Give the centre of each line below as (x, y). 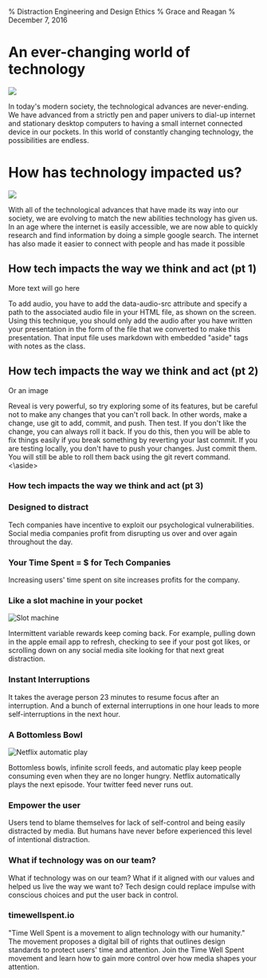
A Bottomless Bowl (45, 734)
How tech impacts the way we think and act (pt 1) (133, 269)
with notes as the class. (47, 346)
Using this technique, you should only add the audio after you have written (130, 320)
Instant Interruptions (49, 680)
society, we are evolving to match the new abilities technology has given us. (133, 218)
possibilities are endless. (49, 140)
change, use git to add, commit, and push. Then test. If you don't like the (128, 423)
